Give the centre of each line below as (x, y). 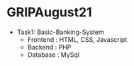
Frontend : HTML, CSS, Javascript (77, 39)
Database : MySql (53, 55)
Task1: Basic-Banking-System (60, 32)
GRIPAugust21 (50, 12)
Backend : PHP (49, 47)
